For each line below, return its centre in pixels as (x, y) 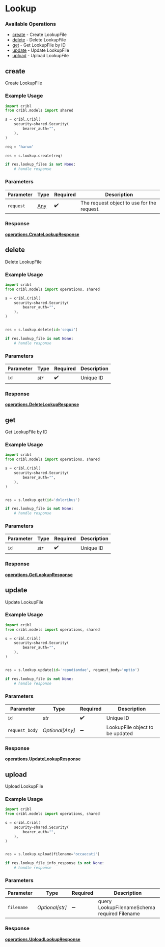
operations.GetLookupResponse (39, 575)
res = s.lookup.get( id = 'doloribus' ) (42, 500)
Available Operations (31, 24)
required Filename (119, 913)
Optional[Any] (59, 730)
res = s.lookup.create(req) (34, 156)
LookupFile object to (130, 727)
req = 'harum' (20, 147)
